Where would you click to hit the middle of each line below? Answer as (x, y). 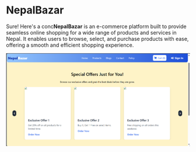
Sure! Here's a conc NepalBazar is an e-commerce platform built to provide (96, 26)
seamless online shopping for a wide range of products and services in (91, 32)
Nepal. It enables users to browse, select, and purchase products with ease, (97, 39)
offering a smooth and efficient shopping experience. (70, 45)
